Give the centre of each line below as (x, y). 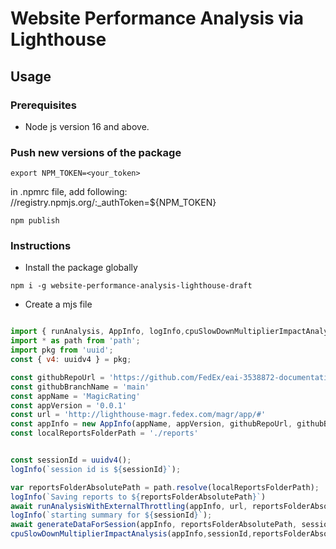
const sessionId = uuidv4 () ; (71, 460)
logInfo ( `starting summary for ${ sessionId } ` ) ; (111, 515)
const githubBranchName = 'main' (80, 387)
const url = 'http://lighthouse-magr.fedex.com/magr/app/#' (138, 415)
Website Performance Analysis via (157, 18)
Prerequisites (43, 105)
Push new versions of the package (96, 152)
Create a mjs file (58, 304)
